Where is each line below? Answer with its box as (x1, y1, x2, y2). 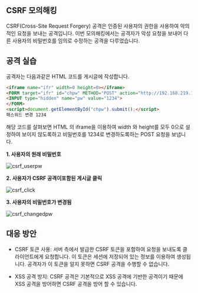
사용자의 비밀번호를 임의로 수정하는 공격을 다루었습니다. (12, 37, 140, 44)
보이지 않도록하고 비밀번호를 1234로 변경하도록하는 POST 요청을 (21, 130, 170, 137)
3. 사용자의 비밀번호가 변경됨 (6, 198, 72, 205)
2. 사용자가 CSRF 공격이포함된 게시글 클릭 (6, 175, 102, 182)
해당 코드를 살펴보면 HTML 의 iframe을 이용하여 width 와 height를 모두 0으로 (6, 123, 184, 130)
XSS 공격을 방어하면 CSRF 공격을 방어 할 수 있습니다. (14, 280, 137, 287)
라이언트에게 (14, 253, 44, 260)
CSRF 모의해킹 (6, 5, 57, 16)
